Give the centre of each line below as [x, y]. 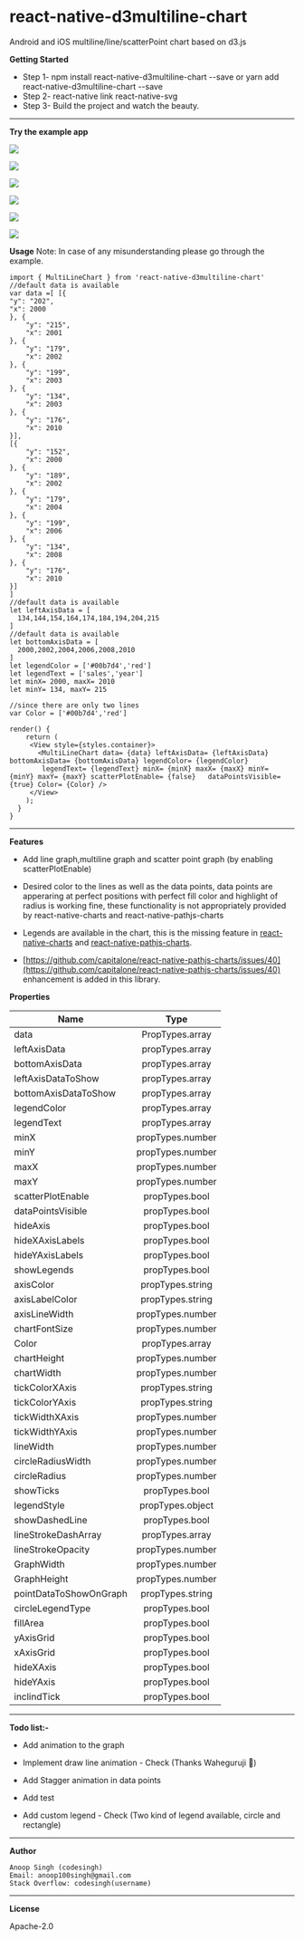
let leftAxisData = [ [50, 610]
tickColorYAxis [45, 1402]
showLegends [44, 1270]
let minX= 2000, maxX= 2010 [62, 681]
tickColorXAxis [45, 1388]
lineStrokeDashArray [58, 1534]
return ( [42, 737]
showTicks [37, 1490]
